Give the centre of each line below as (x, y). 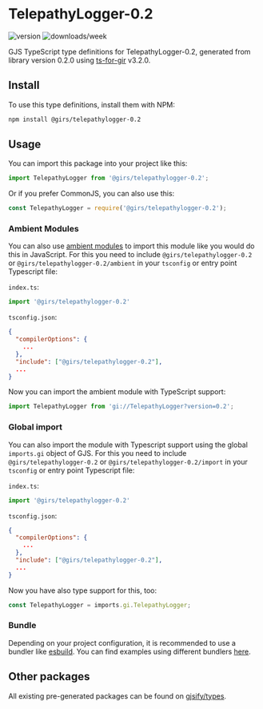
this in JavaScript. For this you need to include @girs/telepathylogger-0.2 (130, 255)
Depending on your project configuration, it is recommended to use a (122, 643)
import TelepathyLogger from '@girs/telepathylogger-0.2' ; (109, 178)
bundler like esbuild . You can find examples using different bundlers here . (130, 651)
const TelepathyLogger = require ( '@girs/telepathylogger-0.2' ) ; (118, 208)
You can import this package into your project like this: (98, 163)
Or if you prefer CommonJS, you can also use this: (92, 194)
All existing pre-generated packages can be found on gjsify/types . (117, 696)
